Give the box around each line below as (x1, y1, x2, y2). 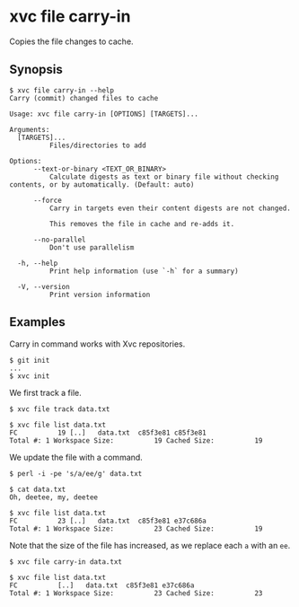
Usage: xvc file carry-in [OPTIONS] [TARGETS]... (9, 110, 199, 119)
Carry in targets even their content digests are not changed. (48, 204, 292, 213)
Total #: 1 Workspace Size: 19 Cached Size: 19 (9, 435, 263, 445)
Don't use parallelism (48, 242, 135, 252)
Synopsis (9, 62, 63, 77)
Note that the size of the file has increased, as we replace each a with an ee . (9, 540, 291, 550)
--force (32, 196, 63, 205)
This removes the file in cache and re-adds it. (48, 219, 235, 228)
